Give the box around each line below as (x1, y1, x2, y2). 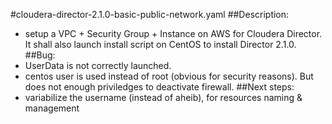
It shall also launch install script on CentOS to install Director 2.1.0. (24, 39, 297, 50)
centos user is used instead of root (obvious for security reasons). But (24, 70, 314, 82)
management (24, 102, 80, 114)
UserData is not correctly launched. (24, 60, 172, 71)
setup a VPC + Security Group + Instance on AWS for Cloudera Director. (24, 28, 323, 39)
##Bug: (24, 49, 56, 61)
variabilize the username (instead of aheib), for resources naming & (24, 92, 303, 103)
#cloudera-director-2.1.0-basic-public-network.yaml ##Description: (10, 9, 290, 20)
